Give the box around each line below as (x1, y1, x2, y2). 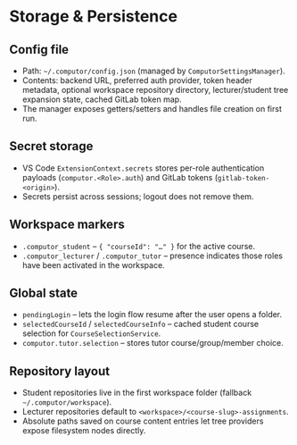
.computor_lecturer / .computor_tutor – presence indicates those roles (21, 250, 284, 261)
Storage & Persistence (9, 6, 178, 27)
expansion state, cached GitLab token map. (21, 94, 182, 105)
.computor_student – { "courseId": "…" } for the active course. (21, 240, 256, 251)
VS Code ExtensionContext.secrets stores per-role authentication (21, 163, 265, 173)
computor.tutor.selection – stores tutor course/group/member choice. (21, 338, 284, 348)
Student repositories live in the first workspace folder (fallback (21, 387, 252, 399)
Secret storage (9, 139, 94, 154)
